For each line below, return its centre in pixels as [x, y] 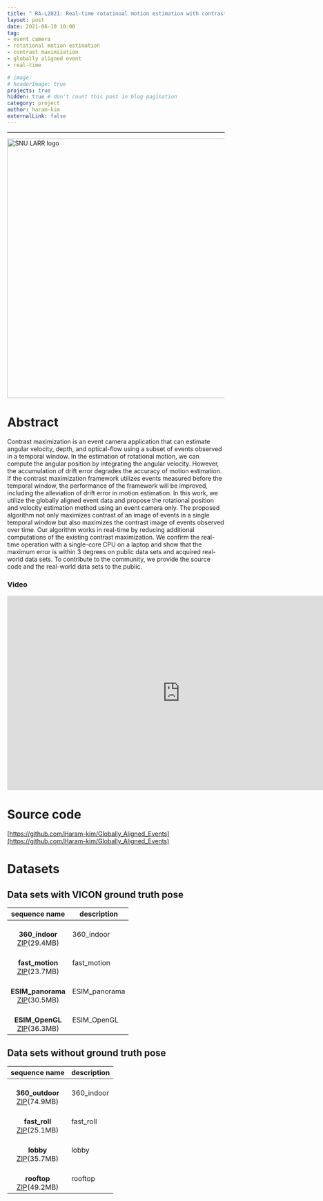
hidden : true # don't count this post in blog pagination [92, 97]
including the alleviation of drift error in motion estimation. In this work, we [113, 493]
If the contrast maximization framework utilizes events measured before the [115, 478]
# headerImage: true [37, 84]
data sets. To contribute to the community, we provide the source [117, 559]
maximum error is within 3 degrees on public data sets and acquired [104, 551]
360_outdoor [38, 1092]
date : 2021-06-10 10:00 [41, 26]
